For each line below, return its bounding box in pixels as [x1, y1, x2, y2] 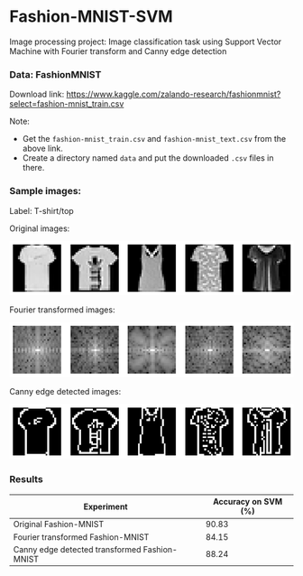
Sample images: [9, 185, 82, 198]
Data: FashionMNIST [9, 68, 102, 80]
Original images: [9, 223, 70, 234]
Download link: [9, 88, 65, 100]
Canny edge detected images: [9, 386, 122, 397]
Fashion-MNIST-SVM [9, 6, 173, 27]
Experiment [83, 501, 128, 512]
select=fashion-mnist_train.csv [9, 98, 124, 109]
